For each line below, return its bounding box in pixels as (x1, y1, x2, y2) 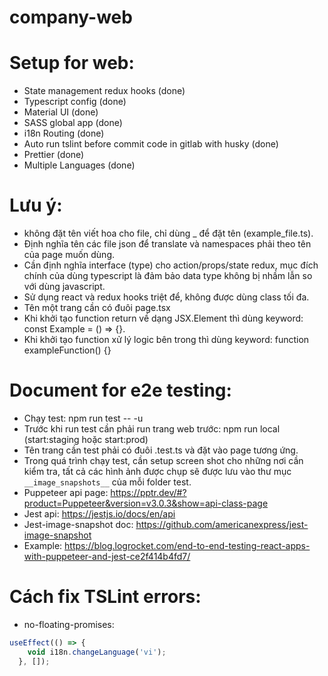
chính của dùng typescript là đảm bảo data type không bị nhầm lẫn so (23, 270, 313, 282)
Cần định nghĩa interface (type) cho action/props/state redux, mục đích (23, 259, 319, 271)
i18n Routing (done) (23, 127, 105, 140)
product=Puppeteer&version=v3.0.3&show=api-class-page (23, 497, 269, 509)
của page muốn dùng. (23, 249, 116, 261)
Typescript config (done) (23, 96, 127, 108)
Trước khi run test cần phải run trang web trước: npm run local (23, 423, 281, 435)
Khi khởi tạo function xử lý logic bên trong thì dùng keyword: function (23, 334, 310, 346)
